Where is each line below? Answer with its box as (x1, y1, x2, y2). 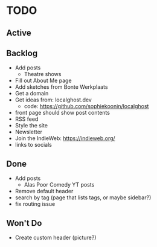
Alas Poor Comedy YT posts (24, 181, 95, 188)
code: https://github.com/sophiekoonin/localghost (24, 103, 149, 110)
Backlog (6, 48, 38, 58)
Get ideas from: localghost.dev (14, 96, 92, 103)
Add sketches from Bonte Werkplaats (14, 83, 108, 91)
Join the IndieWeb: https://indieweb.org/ (14, 135, 116, 142)
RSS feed (14, 115, 39, 123)
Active (6, 28, 31, 38)
